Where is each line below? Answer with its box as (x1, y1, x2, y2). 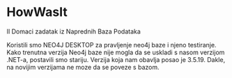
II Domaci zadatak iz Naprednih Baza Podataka (6, 27, 141, 36)
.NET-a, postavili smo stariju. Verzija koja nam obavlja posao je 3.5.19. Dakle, (6, 55, 226, 63)
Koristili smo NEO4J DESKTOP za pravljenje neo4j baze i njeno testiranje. (6, 40, 217, 49)
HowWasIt (6, 4, 68, 20)
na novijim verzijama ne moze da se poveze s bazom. (6, 63, 160, 71)
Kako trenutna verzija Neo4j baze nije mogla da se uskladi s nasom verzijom (6, 48, 225, 56)
